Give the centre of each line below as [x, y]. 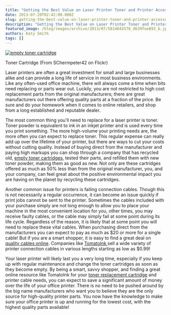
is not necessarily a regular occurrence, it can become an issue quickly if [82, 195]
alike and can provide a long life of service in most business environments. [83, 78]
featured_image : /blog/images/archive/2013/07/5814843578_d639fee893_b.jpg [87, 29]
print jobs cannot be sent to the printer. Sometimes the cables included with [85, 200]
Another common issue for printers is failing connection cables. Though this [85, 189]
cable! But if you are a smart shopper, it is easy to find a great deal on [78, 238]
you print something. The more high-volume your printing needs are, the [81, 131]
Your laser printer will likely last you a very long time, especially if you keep [84, 258]
